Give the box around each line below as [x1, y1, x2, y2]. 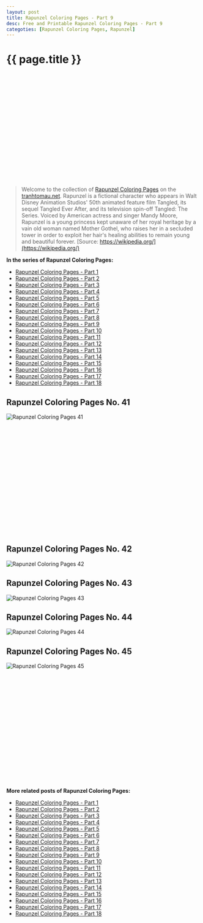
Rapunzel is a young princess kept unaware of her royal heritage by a [21, 219, 197, 226]
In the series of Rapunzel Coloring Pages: [6, 256, 114, 264]
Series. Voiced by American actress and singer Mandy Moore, [21, 212, 178, 219]
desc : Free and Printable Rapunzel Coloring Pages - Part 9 [6, 20, 163, 26]
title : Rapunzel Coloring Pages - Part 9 [6, 15, 114, 21]
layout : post [6, 9, 40, 15]
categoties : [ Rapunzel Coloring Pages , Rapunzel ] [6, 26, 136, 33]
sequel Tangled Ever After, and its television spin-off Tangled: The [21, 205, 188, 212]
